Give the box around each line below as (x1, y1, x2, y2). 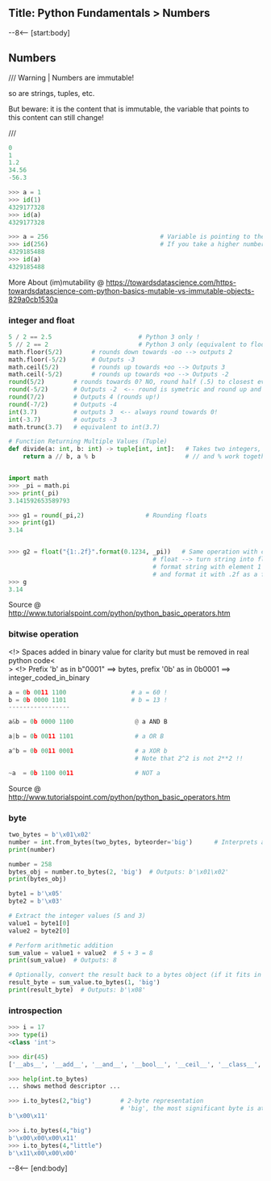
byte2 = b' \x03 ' (8, 897, 63, 906)
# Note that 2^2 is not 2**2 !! (134, 754, 244, 762)
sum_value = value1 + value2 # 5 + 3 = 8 (8, 949, 153, 957)
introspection (8, 1004, 63, 1016)
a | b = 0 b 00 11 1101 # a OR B (8, 732, 164, 741)
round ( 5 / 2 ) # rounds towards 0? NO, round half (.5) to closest (8, 378, 254, 386)
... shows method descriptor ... (8, 1083, 121, 1091)
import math (8, 474, 48, 482)
